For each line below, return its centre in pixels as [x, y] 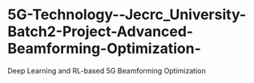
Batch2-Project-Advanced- [101, 32]
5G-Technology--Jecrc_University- [127, 15]
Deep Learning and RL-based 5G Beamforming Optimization [107, 70]
